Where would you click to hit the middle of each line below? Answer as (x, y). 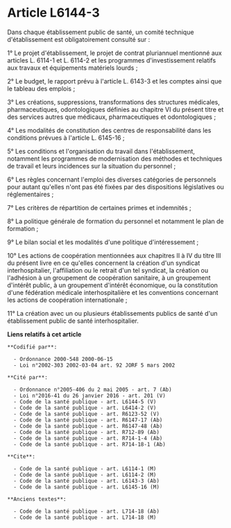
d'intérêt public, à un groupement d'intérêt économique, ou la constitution (113, 285)
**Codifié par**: (32, 347)
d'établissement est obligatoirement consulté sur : (79, 39)
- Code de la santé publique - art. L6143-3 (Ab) (86, 481)
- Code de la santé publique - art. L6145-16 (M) (86, 487)
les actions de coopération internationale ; (67, 300)
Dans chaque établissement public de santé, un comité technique (101, 32)
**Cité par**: (28, 377)
